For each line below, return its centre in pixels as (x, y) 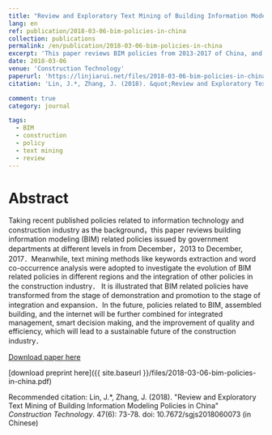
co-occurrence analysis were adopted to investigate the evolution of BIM (130, 268)
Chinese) (23, 423)
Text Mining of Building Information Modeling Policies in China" (114, 406)
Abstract (38, 198)
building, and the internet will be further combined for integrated (116, 314)
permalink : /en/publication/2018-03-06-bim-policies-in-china (115, 46)
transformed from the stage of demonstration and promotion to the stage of (134, 296)
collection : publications (52, 38)
